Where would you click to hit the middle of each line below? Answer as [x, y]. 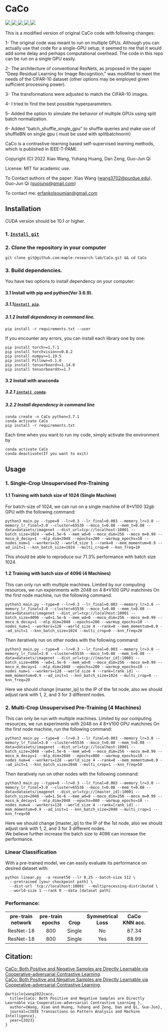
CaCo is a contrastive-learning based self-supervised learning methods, [80, 143]
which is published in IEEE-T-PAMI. [41, 149]
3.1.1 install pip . [23, 304]
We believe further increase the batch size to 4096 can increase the [75, 834]
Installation [23, 209]
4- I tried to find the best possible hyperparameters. [59, 104]
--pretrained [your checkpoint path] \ [51, 882]
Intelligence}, [21, 1016]
